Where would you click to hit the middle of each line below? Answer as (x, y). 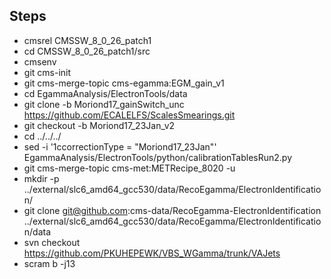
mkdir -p (41, 178)
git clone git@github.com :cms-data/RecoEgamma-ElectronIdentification (172, 210)
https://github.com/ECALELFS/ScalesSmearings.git (129, 115)
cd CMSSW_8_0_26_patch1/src (87, 51)
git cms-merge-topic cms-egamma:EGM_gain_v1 (124, 83)
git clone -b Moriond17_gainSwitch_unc (104, 104)
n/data (37, 231)
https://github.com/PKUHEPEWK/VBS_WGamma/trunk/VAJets (152, 253)
